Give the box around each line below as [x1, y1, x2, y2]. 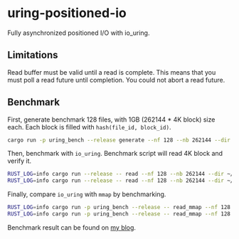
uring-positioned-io [7, 5, 127, 21]
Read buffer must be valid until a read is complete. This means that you [7, 68, 216, 76]
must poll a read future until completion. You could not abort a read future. [7, 75, 225, 84]
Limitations [7, 49, 58, 61]
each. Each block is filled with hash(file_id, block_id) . [7, 122, 171, 131]
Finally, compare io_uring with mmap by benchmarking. [7, 190, 166, 198]
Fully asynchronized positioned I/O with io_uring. [7, 28, 150, 37]
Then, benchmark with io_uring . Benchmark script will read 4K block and [7, 149, 223, 158]
